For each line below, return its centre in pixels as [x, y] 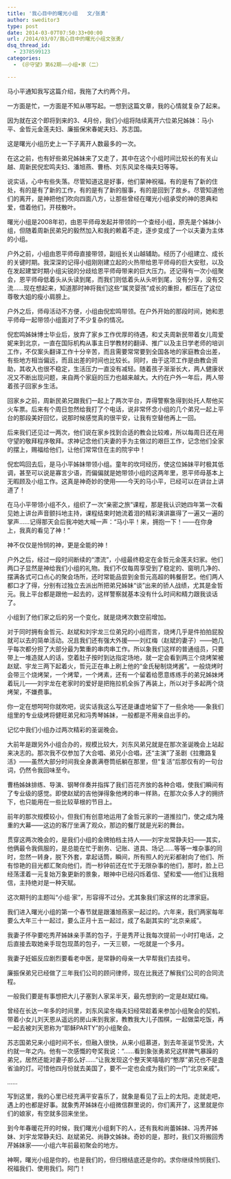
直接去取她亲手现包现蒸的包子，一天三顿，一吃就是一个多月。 [100, 943]
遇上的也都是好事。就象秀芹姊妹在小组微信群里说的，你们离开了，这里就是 [112, 1105]
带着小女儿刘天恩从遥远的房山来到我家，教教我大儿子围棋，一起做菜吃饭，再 [115, 1019]
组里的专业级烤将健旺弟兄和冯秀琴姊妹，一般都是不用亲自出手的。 [100, 715]
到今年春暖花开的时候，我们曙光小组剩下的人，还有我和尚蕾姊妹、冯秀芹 [109, 1127]
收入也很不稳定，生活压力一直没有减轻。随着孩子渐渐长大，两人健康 [121, 368]
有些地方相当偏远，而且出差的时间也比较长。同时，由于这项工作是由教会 [109, 360]
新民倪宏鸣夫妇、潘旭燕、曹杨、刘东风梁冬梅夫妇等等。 [103, 166]
